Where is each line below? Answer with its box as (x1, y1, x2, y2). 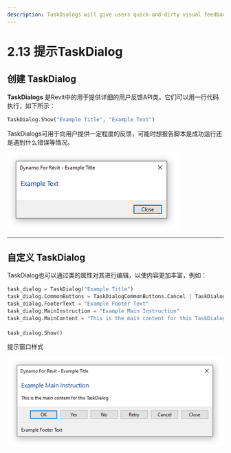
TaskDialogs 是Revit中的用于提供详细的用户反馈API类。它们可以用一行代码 (7, 93, 219, 101)
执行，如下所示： (7, 101, 56, 109)
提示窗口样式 (7, 343, 43, 351)
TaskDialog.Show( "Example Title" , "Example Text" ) (7, 116, 155, 123)
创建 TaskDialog (7, 73, 77, 85)
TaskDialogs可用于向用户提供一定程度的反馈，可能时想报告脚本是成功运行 (7, 129, 217, 138)
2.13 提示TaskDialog (7, 43, 123, 59)
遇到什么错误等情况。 (12, 138, 74, 146)
